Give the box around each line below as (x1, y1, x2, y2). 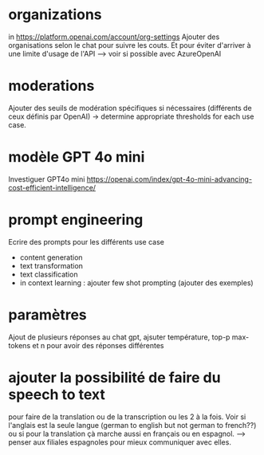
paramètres (8, 305, 88, 324)
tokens (8, 340, 31, 350)
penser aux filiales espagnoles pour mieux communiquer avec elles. (8, 437, 231, 447)
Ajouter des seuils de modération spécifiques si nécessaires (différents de (8, 103, 253, 112)
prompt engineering (8, 211, 144, 229)
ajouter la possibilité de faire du (8, 368, 221, 386)
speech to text (8, 385, 106, 403)
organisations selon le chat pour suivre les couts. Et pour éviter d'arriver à (8, 40, 251, 49)
